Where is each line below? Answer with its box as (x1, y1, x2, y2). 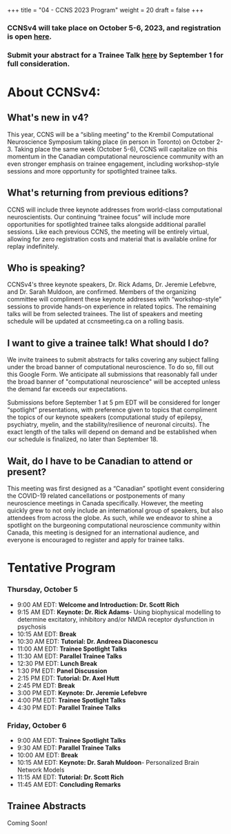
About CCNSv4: (7, 84, 101, 100)
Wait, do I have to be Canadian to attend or (7, 455, 193, 467)
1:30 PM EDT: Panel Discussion (17, 667, 108, 675)
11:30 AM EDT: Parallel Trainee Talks (17, 651, 123, 660)
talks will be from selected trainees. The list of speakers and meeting (7, 310, 203, 318)
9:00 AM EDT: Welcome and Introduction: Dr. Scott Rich (17, 600, 179, 609)
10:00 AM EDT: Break (17, 750, 79, 759)
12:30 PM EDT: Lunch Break (17, 659, 98, 667)
